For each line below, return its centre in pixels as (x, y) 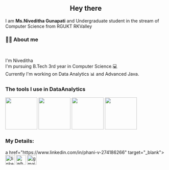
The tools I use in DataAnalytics (45, 89)
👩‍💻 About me (22, 39)
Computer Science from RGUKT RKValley (49, 26)
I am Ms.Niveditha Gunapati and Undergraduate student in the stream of (82, 20)
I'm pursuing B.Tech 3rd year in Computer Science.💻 (61, 67)
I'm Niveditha (19, 60)
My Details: (20, 141)
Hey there (86, 8)
